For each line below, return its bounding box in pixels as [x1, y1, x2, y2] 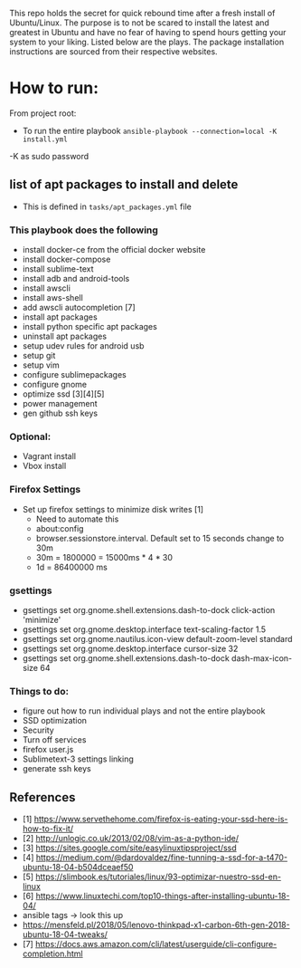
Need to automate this [35, 513, 119, 524]
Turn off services [22, 734, 87, 745]
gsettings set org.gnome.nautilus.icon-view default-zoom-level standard [22, 633, 293, 644]
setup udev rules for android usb [22, 340, 145, 351]
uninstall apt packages [22, 331, 107, 342]
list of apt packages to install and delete [9, 177, 239, 193]
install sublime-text [22, 264, 94, 274]
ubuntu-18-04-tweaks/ [22, 929, 108, 940]
